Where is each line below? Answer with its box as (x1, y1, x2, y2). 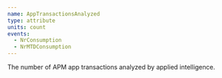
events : (7, 30, 31, 38)
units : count (7, 23, 46, 30)
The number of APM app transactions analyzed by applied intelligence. (7, 63, 216, 71)
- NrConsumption (14, 37, 62, 44)
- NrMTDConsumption (14, 43, 72, 50)
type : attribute (7, 17, 55, 24)
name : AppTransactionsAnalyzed (7, 10, 100, 18)
